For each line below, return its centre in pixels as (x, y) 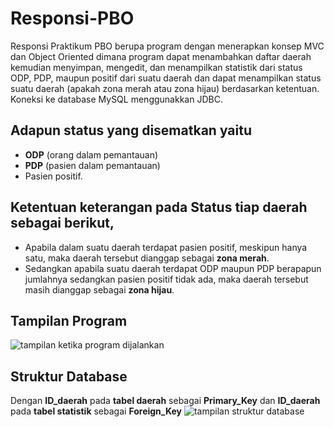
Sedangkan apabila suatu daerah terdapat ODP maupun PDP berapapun (173, 268)
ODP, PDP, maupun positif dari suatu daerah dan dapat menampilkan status (166, 78)
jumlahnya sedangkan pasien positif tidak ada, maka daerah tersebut (166, 279)
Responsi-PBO (72, 18)
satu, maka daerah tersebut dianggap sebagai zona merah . (147, 258)
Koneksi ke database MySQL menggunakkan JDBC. (116, 99)
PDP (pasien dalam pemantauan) (92, 165)
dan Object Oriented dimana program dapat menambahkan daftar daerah (161, 56)
